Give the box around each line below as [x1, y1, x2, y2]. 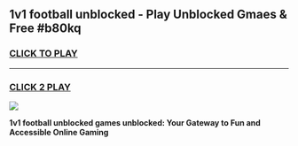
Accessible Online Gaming [9, 127, 109, 137]
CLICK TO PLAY [9, 48, 78, 60]
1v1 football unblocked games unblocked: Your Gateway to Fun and [9, 117, 262, 127]
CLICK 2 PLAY [9, 81, 71, 93]
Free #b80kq [9, 21, 82, 36]
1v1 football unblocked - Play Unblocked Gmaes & [9, 7, 288, 22]
